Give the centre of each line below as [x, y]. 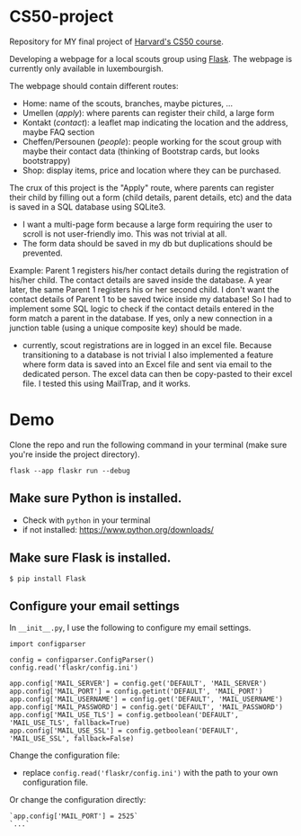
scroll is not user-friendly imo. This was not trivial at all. [124, 234]
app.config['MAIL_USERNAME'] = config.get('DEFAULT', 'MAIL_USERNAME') [146, 699]
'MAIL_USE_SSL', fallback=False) [72, 739]
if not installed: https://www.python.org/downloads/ [118, 529]
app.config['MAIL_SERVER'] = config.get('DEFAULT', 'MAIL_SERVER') [138, 684]
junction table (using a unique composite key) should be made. [126, 328]
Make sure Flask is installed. [90, 558]
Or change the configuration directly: [78, 800]
